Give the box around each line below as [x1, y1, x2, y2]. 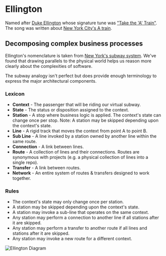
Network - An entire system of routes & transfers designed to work [12, 170, 150, 176]
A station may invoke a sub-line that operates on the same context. [12, 209, 150, 215]
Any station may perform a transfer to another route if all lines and [12, 225, 148, 231]
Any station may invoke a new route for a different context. [12, 236, 132, 242]
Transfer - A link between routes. [12, 165, 81, 171]
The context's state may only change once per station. [12, 199, 124, 205]
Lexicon [5, 90, 25, 97]
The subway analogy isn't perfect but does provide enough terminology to [5, 73, 157, 79]
